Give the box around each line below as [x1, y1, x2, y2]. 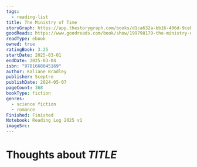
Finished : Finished [6, 112, 54, 118]
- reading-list [11, 14, 49, 20]
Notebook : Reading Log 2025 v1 [6, 118, 83, 124]
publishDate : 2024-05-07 [6, 80, 67, 86]
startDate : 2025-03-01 [6, 52, 62, 58]
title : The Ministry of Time [6, 19, 77, 25]
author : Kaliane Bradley [6, 69, 67, 74]
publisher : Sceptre [6, 74, 54, 80]
